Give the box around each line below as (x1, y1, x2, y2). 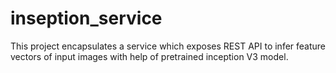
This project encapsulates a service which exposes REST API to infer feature (10, 40, 327, 52)
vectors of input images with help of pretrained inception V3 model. (10, 50, 289, 62)
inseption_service (10, 7, 163, 30)
